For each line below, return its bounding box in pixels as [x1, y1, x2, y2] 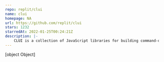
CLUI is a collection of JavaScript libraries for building [14, 38, 139, 43]
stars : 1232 [5, 25, 29, 30]
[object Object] [5, 51, 36, 57]
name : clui [5, 12, 27, 16]
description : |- [5, 34, 38, 39]
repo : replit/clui [5, 7, 42, 12]
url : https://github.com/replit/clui [5, 20, 82, 25]
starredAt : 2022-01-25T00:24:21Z [5, 29, 73, 34]
